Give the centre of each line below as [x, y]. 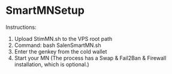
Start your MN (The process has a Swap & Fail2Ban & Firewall [90, 58]
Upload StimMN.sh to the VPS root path [63, 39]
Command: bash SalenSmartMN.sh [58, 45]
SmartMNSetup [45, 11]
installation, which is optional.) [52, 64]
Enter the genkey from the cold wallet [61, 51]
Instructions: [21, 27]
